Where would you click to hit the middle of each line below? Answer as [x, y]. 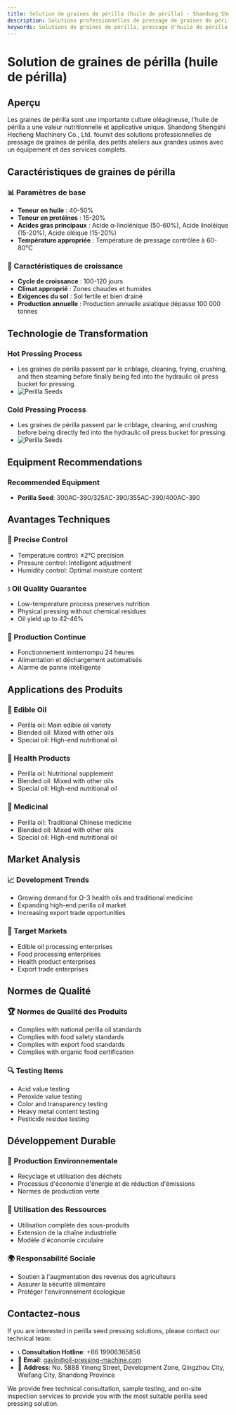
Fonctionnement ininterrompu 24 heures [76, 652]
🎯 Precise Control [38, 540]
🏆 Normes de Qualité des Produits [67, 1011]
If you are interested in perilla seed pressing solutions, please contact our [113, 1330]
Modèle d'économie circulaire [60, 1240]
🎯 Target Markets [37, 931]
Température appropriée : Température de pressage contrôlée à [111, 240]
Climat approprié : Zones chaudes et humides [84, 289]
